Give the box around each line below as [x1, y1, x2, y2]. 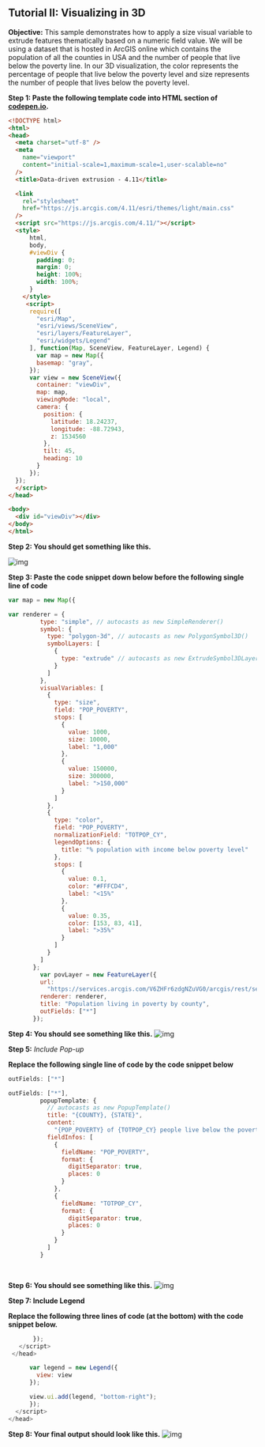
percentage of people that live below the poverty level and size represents [8, 69, 250, 78]
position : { [43, 410, 83, 418]
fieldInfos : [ [47, 1133, 93, 1141]
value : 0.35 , [68, 912, 111, 920]
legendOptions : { [54, 838, 111, 846]
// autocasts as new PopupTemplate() [47, 1104, 171, 1112]
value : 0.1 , [68, 875, 108, 883]
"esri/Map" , [36, 315, 77, 323]
